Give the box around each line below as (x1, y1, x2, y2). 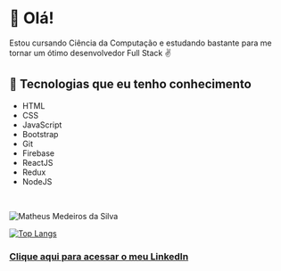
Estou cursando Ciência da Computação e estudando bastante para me (9, 37, 272, 48)
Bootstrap (21, 128, 59, 139)
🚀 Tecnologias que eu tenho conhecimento (9, 77, 252, 92)
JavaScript (21, 119, 62, 130)
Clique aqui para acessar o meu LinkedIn (9, 250, 189, 262)
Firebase (21, 147, 55, 159)
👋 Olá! (9, 8, 54, 29)
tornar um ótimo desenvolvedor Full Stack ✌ (9, 47, 171, 58)
